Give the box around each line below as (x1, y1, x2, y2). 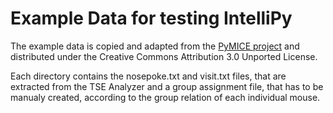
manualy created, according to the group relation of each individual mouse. (10, 91, 321, 103)
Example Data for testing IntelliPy (10, 7, 293, 30)
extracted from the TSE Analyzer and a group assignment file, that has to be (10, 80, 324, 92)
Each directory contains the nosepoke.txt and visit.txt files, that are (10, 70, 287, 82)
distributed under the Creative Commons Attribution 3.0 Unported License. (10, 50, 318, 62)
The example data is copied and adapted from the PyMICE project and (10, 40, 300, 52)
